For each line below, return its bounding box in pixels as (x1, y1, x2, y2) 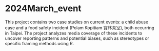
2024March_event (5, 3, 81, 14)
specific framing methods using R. (5, 40, 74, 46)
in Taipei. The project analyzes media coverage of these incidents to (5, 30, 142, 36)
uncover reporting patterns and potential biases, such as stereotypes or (5, 35, 150, 41)
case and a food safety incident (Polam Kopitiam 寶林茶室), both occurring (5, 25, 155, 31)
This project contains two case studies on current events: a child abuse (5, 19, 149, 25)
